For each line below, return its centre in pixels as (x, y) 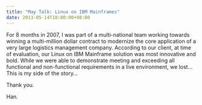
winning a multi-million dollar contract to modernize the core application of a (101, 41)
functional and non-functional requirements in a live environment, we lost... (99, 66)
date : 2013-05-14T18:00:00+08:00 (48, 17)
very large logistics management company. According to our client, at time (99, 47)
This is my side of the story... (42, 73)
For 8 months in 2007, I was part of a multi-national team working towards (98, 34)
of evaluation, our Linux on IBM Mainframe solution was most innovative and (101, 54)
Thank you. (20, 84)
